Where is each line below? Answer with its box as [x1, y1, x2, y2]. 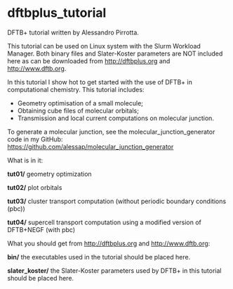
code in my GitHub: [7, 135, 63, 143]
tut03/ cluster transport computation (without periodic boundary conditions [7, 197, 227, 205]
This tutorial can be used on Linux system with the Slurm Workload [7, 41, 201, 50]
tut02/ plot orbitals [7, 183, 62, 191]
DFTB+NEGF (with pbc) [7, 225, 76, 233]
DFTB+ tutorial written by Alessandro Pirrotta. [7, 28, 139, 37]
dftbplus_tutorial [7, 5, 107, 21]
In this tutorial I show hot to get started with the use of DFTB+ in [7, 77, 193, 86]
